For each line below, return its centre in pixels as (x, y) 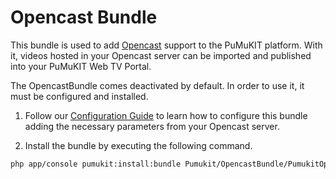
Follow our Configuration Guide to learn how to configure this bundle (166, 115)
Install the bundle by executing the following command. (138, 145)
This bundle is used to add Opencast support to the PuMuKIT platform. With (166, 45)
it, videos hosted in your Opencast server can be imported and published (161, 55)
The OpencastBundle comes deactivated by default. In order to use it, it (157, 85)
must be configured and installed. (79, 96)
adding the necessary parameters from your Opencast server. (152, 126)
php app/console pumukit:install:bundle (96, 164)
